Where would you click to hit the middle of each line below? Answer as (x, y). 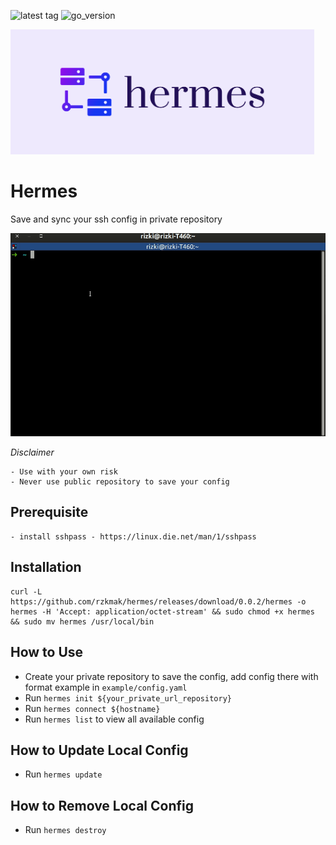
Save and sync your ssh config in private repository (116, 219)
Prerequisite (49, 512)
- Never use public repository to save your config (120, 482)
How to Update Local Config (99, 750)
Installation (46, 567)
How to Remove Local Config (102, 805)
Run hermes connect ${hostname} (92, 708)
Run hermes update (63, 774)
